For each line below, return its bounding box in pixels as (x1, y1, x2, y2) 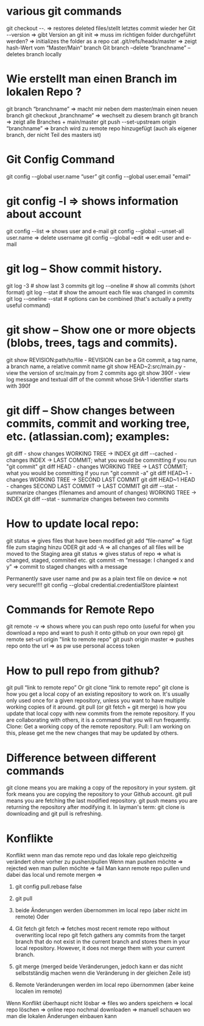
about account (6, 207, 82, 221)
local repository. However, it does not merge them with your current (15, 945, 186, 952)
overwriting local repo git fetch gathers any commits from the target (15, 931, 186, 939)
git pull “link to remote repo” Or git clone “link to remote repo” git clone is (6, 684, 189, 692)
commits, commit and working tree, (6, 416, 190, 430)
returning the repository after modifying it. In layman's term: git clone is (6, 803, 185, 811)
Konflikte (6, 832, 54, 845)
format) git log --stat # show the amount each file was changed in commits (6, 289, 195, 296)
